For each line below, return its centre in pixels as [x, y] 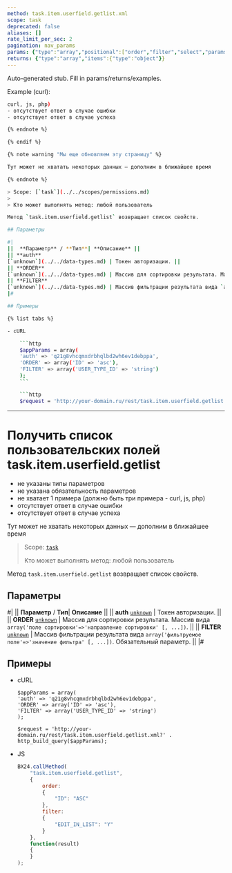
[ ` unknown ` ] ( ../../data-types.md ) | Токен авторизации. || [94, 261]
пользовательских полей [84, 450]
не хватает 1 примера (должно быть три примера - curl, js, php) [111, 498]
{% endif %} [24, 142]
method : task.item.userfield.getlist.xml [68, 13]
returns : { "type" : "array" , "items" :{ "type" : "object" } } [86, 59]
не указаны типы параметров [61, 484]
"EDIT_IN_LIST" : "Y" [84, 824]
